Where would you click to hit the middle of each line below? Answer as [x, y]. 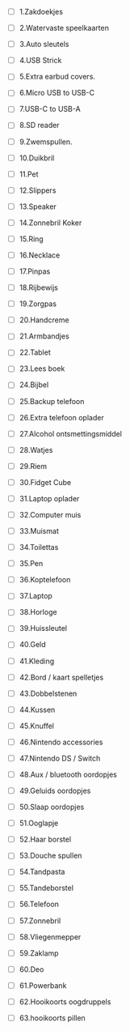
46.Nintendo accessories [61, 742]
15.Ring [31, 239]
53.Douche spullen [50, 856]
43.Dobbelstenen [48, 693]
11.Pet [29, 174]
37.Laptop [36, 596]
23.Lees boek [42, 369]
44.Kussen [37, 709]
